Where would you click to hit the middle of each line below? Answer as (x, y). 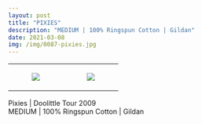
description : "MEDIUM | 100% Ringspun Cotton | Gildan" (101, 30)
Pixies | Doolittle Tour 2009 (52, 104)
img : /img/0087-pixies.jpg (52, 45)
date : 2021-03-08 (37, 37)
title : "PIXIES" (35, 23)
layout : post (29, 15)
